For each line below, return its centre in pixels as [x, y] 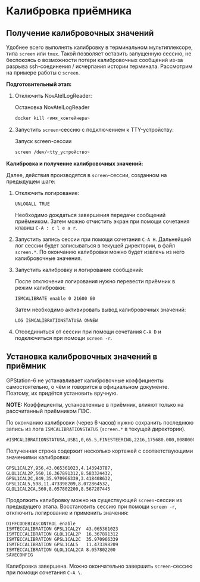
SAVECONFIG [20, 555]
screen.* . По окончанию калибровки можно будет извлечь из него [100, 252]
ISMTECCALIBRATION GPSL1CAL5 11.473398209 [62, 544]
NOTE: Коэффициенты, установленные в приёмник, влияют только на [95, 404]
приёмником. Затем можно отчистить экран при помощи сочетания [102, 221]
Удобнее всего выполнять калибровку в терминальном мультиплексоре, [99, 47]
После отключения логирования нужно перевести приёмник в [95, 281]
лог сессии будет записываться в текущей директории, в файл [95, 245]
